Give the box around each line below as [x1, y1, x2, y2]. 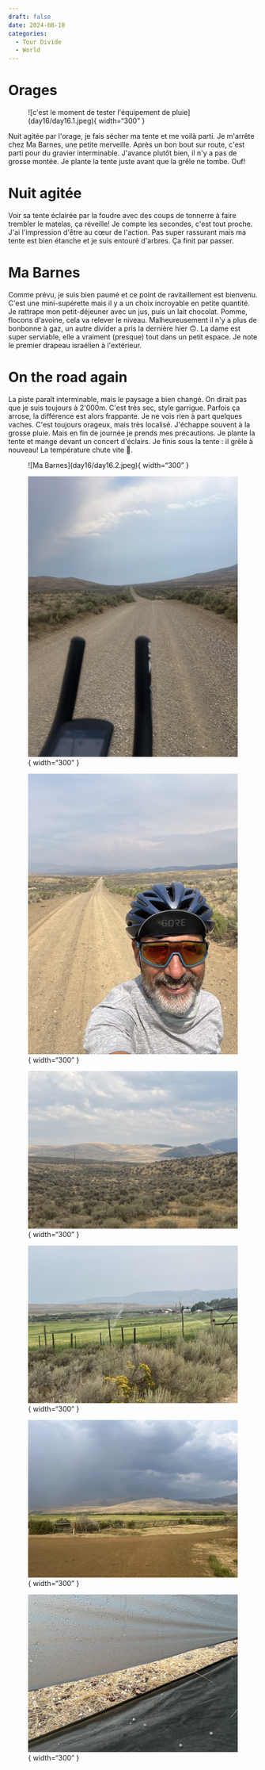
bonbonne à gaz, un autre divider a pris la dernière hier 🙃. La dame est [8, 324, 241, 333]
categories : [8, 29, 47, 37]
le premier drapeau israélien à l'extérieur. [8, 340, 142, 350]
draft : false [8, 13, 51, 21]
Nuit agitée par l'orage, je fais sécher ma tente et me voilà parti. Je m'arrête [8, 132, 255, 141]
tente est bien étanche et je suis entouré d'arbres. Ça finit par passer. [8, 236, 235, 245]
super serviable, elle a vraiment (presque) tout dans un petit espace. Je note [8, 331, 258, 341]
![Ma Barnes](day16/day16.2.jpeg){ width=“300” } [28, 460, 190, 469]
